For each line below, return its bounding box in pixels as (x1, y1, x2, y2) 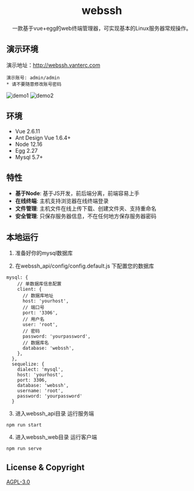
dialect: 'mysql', (17, 366, 64, 373)
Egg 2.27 (15, 147, 38, 154)
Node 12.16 (15, 141, 42, 148)
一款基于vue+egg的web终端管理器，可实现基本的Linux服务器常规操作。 (12, 24, 192, 32)
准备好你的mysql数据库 (15, 249, 73, 257)
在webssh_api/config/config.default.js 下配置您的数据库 (15, 262, 155, 270)
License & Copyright (6, 462, 85, 472)
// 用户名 (22, 316, 45, 322)
